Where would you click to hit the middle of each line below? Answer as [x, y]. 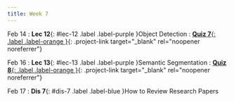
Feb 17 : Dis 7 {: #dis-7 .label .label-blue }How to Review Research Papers [113, 91]
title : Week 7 [28, 14]
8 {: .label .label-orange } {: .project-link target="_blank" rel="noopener [109, 70]
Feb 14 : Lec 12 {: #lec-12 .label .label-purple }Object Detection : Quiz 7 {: [111, 34]
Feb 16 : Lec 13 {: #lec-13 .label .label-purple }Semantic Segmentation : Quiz [117, 62]
